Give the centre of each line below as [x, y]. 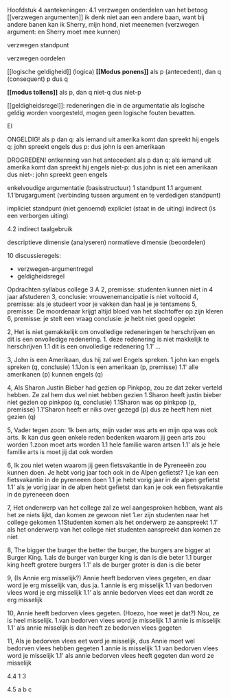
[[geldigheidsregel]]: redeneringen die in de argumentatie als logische [106, 105]
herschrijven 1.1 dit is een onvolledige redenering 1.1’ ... [84, 346]
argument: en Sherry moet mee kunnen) [64, 32]
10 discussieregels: [34, 256]
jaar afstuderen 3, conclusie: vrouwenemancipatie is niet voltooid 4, [103, 297]
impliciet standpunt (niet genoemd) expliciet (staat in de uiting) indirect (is [112, 208]
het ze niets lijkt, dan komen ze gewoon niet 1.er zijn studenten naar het [108, 515]
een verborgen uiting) [38, 216]
